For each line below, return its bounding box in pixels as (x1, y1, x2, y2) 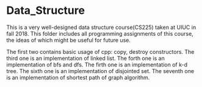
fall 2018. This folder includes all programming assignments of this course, (6, 30, 193, 37)
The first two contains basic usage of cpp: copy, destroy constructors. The (6, 48, 195, 55)
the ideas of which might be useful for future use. (6, 36, 131, 43)
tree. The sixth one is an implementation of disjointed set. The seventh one (6, 67, 194, 74)
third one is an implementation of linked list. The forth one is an (6, 54, 165, 62)
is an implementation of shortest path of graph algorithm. (6, 74, 150, 81)
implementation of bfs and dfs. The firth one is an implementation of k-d (6, 61, 188, 68)
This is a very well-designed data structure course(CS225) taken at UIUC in (6, 24, 197, 31)
